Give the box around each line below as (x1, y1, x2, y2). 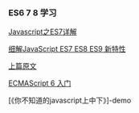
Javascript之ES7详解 (8, 27, 77, 37)
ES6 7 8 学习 (8, 6, 57, 18)
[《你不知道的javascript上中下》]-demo (8, 95, 132, 106)
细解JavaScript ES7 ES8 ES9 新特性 (8, 44, 126, 54)
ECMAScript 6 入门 (8, 78, 72, 88)
